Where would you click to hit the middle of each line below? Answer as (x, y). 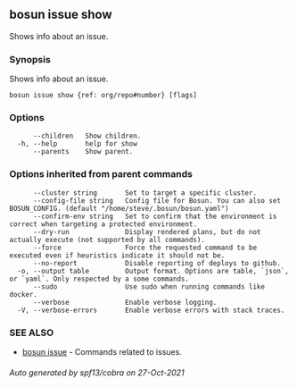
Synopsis (30, 59)
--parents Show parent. (83, 152)
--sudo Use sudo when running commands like (149, 286)
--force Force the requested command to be (144, 248)
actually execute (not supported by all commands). (107, 240)
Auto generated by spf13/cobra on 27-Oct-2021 (97, 372)
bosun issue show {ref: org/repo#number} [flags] (103, 96)
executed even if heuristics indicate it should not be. (117, 255)
